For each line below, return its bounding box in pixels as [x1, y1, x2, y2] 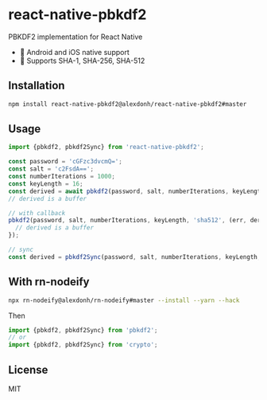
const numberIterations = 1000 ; [8, 173, 115, 181]
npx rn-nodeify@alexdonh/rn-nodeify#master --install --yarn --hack [8, 296, 240, 304]
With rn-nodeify [8, 275, 90, 288]
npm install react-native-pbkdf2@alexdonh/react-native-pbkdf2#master [8, 100, 247, 108]
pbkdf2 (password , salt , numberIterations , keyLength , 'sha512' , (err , [8, 217, 247, 225]
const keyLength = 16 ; [8, 179, 83, 188]
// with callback [8, 209, 66, 217]
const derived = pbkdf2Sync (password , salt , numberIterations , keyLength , [8, 253, 261, 261]
